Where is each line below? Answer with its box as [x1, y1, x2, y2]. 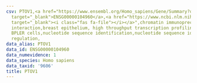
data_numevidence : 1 [6, 52, 57, 58]
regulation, [11, 36, 41, 41]
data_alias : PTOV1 [6, 41, 51, 47]
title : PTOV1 [6, 68, 38, 74]
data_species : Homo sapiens [6, 57, 75, 63]
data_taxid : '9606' [6, 63, 54, 69]
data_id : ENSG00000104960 [6, 47, 69, 53]
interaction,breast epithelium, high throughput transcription [11, 25, 169, 31]
